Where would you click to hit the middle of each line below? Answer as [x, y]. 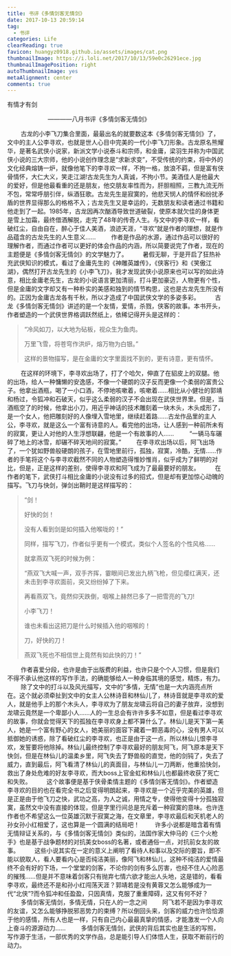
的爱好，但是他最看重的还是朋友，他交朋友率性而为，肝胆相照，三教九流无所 [115, 185]
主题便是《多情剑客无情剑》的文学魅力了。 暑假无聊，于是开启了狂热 [111, 254]
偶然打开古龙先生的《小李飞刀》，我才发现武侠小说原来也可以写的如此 [120, 272]
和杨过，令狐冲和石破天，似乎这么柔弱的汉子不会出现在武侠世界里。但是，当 [115, 399]
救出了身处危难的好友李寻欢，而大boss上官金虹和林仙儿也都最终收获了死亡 [113, 773]
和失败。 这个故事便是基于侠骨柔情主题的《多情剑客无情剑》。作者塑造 [113, 782]
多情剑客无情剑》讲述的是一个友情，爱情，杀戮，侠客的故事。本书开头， [121, 306]
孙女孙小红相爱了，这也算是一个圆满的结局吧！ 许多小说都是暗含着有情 [114, 825]
